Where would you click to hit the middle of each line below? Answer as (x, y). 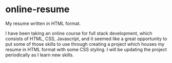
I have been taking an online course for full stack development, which (79, 33)
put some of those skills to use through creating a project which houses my (85, 44)
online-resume (37, 9)
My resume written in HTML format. (43, 23)
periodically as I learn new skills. (40, 55)
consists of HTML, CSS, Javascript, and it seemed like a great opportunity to (86, 39)
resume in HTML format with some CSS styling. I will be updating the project (86, 49)
